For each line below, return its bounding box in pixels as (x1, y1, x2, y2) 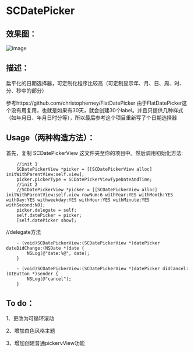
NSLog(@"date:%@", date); (27, 250, 90, 256)
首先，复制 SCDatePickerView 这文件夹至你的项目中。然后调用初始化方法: (6, 149, 184, 156)
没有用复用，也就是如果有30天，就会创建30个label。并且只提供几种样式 (10, 106, 184, 113)
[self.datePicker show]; (16, 218, 77, 223)
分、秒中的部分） (6, 87, 47, 94)
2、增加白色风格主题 (6, 327, 55, 334)
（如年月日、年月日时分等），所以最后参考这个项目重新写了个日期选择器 (6, 114, 177, 121)
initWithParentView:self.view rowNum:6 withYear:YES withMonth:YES (6, 192, 174, 198)
